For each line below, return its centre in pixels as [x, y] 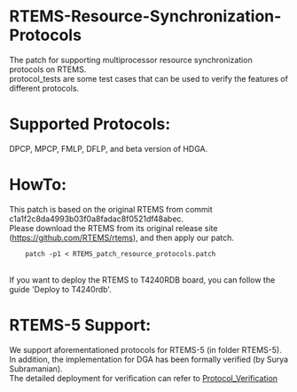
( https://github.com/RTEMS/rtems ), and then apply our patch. [122, 237]
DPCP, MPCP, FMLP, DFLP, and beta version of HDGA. [109, 148]
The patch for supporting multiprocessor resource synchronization [131, 60]
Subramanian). [36, 368]
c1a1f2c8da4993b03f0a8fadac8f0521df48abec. [97, 219]
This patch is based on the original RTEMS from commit [111, 209]
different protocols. [44, 88]
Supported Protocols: [90, 124]
